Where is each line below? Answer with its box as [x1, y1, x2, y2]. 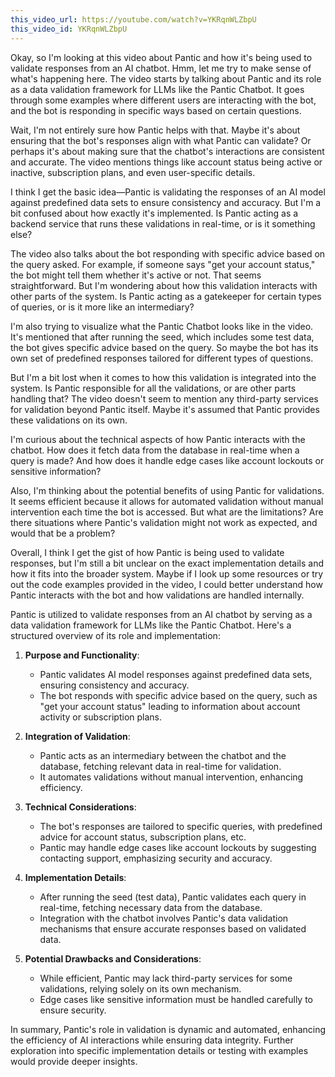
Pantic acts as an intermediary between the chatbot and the [39, 749, 287, 761]
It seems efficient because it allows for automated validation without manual [10, 495, 324, 507]
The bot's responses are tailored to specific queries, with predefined [39, 820, 323, 832]
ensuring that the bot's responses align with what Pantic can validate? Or [10, 134, 312, 146]
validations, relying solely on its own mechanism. [39, 982, 242, 995]
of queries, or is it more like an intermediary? [10, 301, 195, 313]
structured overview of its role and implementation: [10, 629, 221, 641]
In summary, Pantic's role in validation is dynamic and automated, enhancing [10, 1023, 327, 1035]
